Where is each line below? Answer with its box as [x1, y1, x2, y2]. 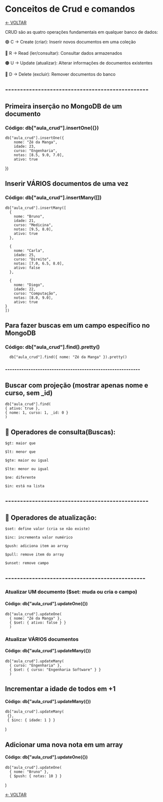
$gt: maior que [5, 441, 36, 446]
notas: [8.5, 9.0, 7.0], [14, 153, 64, 157]
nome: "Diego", [14, 282, 45, 287]
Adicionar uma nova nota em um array [5, 740, 123, 749]
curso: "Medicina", [14, 223, 54, 227]
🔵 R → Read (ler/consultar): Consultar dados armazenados [5, 50, 123, 56]
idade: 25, [14, 252, 36, 257]
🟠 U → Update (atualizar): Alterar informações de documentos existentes [5, 60, 153, 66]
